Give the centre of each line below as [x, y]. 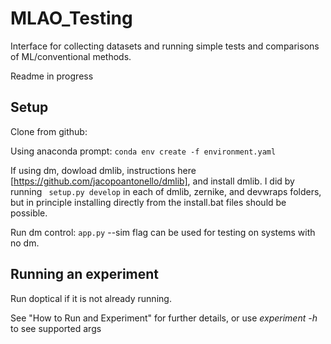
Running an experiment [85, 274]
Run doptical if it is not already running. [91, 298]
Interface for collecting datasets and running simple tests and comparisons [165, 46]
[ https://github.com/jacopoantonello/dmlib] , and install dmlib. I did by [152, 181]
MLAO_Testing [71, 18]
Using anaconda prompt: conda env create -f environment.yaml [143, 151]
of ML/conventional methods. [71, 56]
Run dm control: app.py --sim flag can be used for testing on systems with [163, 232]
